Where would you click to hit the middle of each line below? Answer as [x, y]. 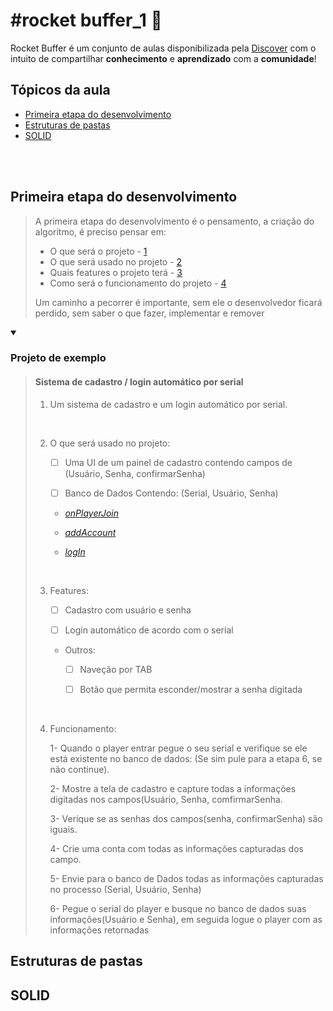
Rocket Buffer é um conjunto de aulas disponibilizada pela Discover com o [163, 48]
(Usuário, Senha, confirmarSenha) [135, 473]
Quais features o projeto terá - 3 [116, 272]
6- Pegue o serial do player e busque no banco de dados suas [178, 909]
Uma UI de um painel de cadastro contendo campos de [178, 462]
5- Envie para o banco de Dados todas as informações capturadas [186, 879]
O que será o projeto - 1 [98, 251]
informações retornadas [99, 930]
